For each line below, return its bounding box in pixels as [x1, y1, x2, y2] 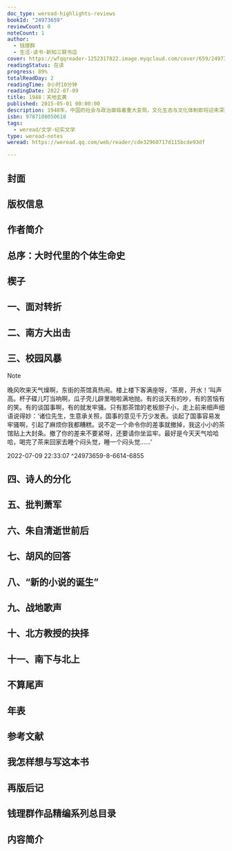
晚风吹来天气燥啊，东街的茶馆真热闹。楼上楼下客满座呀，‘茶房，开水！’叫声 [7, 385, 222, 394]
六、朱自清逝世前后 [7, 525, 89, 536]
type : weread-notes [7, 132, 64, 139]
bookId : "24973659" [7, 17, 64, 24]
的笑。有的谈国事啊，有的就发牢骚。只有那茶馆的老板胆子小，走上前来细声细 [7, 403, 225, 411]
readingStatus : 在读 [7, 62, 64, 69]
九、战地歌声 [7, 602, 62, 614]
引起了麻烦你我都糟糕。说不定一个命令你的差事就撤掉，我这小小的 [30, 420, 219, 428]
